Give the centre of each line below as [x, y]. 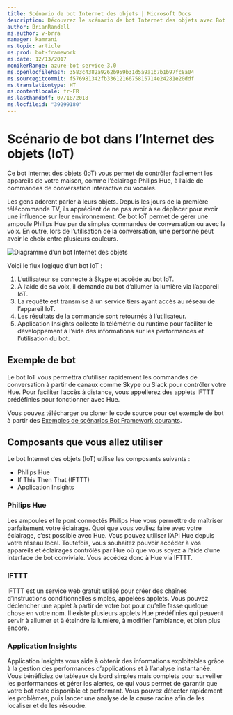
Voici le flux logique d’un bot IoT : [55, 265]
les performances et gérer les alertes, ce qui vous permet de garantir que [112, 684]
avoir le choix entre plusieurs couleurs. [63, 239]
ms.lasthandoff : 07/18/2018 [48, 98]
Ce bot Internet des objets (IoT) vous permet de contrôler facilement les [110, 173]
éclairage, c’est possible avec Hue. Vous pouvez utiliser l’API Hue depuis [111, 535]
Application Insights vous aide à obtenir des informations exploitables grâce [116, 661]
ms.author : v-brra [34, 33]
